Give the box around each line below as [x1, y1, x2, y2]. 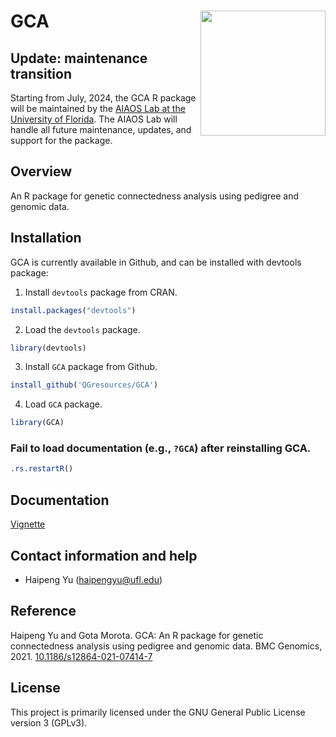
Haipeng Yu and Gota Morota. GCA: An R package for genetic [10, 629, 264, 641]
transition [10, 65, 73, 82]
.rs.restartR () [10, 464, 74, 474]
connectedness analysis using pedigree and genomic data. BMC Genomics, [10, 640, 323, 652]
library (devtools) [10, 343, 87, 353]
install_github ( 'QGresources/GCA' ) [10, 380, 159, 390]
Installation [10, 230, 82, 247]
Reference [10, 603, 77, 620]
